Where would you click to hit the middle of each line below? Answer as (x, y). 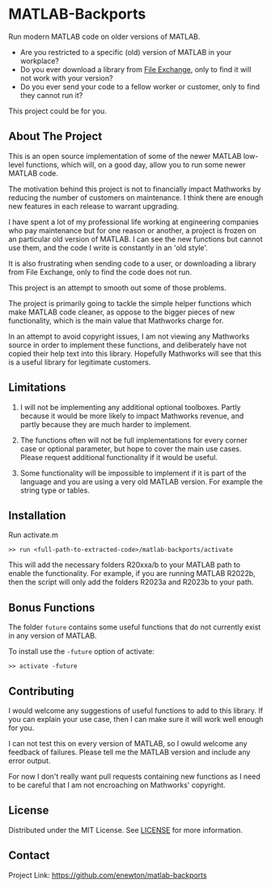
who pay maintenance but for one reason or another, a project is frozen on (132, 230)
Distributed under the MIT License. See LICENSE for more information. (126, 830)
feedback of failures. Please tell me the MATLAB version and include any (129, 752)
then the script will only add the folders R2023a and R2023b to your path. (131, 582)
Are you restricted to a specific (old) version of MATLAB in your (126, 52)
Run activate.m (33, 535)
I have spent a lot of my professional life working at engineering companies (133, 222)
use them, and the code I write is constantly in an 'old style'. (108, 247)
